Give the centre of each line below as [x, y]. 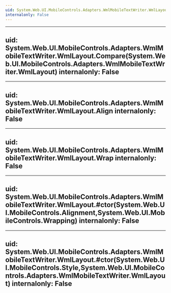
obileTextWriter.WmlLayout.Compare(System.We [85, 56]
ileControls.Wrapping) [41, 221]
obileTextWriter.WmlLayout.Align [59, 111]
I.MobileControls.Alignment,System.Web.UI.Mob [85, 213]
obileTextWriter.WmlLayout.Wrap [59, 158]
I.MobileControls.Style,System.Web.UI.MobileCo [85, 268]
